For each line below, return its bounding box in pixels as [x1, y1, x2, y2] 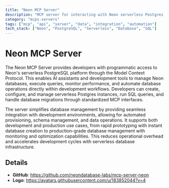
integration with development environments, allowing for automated [5, 112, 146, 118]
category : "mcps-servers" [5, 17, 60, 22]
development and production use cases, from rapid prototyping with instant [5, 122, 162, 129]
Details [5, 158, 28, 167]
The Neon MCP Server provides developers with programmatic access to [5, 65, 157, 71]
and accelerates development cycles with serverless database [5, 139, 135, 145]
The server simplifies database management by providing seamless [5, 106, 146, 112]
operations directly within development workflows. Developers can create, [5, 86, 160, 92]
